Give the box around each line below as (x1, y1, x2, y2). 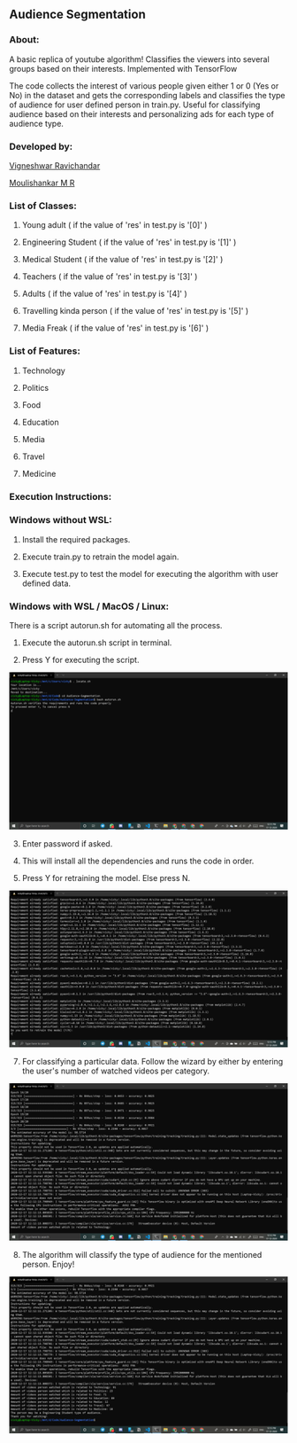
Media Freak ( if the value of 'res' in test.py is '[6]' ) (21, 323, 209, 333)
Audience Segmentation (9, 7, 146, 22)
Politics (21, 382, 49, 393)
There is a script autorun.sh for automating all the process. (9, 620, 223, 631)
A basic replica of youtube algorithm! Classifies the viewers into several (9, 53, 270, 65)
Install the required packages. (21, 534, 131, 544)
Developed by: (9, 140, 73, 152)
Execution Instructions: (9, 490, 112, 503)
